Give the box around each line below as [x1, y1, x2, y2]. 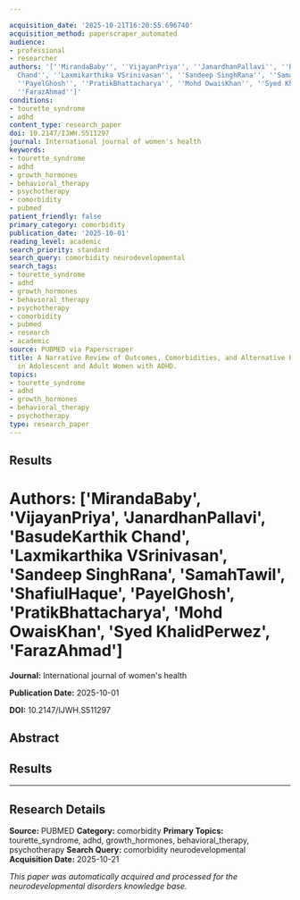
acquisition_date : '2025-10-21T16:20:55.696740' [9, 21, 194, 29]
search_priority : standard [9, 245, 110, 255]
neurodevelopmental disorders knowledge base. [9, 880, 187, 891]
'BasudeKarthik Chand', [9, 526, 190, 547]
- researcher [9, 55, 58, 63]
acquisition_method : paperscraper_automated [9, 29, 178, 38]
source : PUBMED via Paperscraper [9, 345, 134, 354]
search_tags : [9, 262, 58, 271]
